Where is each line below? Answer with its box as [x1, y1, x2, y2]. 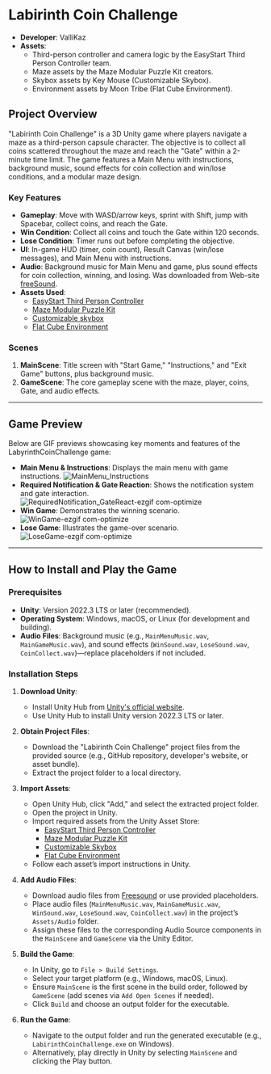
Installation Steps [8, 668, 79, 680]
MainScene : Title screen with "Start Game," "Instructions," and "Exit [19, 360, 248, 370]
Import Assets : [19, 784, 71, 794]
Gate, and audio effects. [19, 386, 101, 396]
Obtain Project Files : [19, 727, 90, 736]
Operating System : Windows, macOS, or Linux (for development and [19, 613, 250, 623]
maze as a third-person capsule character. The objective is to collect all [8, 137, 246, 147]
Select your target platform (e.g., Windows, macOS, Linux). [31, 974, 228, 983]
